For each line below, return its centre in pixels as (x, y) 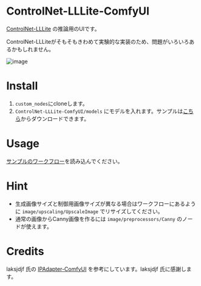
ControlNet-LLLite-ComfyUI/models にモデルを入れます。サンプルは (99, 111)
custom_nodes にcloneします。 (51, 103)
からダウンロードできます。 (55, 118)
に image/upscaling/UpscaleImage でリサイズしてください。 (89, 211)
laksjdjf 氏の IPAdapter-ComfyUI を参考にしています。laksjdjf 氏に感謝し (96, 269)
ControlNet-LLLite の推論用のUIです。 (53, 29)
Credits (25, 251)
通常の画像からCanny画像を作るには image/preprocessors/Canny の (98, 219)
